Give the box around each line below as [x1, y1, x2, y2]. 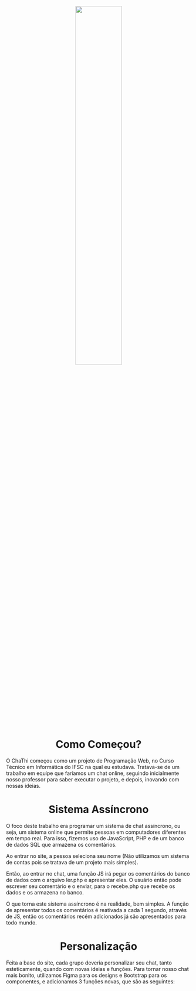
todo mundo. [6, 919, 37, 926]
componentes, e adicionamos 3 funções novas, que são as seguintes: [6, 977, 175, 985]
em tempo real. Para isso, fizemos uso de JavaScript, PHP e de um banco [6, 834, 184, 841]
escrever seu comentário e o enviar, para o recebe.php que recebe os [6, 883, 175, 890]
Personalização [59, 940, 138, 953]
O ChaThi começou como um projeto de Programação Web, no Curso [6, 757, 174, 764]
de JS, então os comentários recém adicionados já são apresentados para [6, 913, 186, 920]
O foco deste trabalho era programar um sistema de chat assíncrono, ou [6, 822, 181, 829]
